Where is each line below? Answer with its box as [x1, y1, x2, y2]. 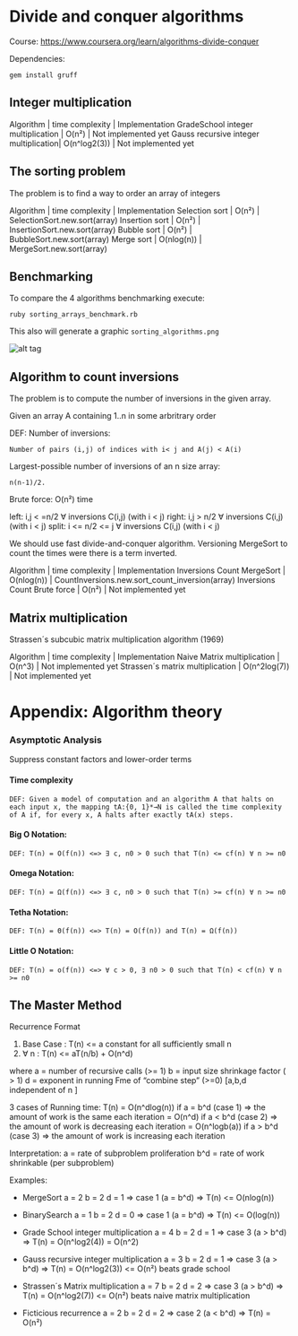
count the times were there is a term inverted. [9, 548, 177, 559]
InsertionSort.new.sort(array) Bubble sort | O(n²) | [9, 224, 192, 235]
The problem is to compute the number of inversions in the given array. [9, 393, 271, 404]
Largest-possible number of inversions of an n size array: [9, 461, 221, 472]
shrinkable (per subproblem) [9, 1158, 115, 1168]
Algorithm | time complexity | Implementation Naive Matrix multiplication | [9, 652, 280, 662]
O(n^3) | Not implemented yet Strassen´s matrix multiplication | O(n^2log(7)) [9, 661, 290, 672]
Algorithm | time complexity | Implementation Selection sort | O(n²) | [9, 204, 260, 216]
